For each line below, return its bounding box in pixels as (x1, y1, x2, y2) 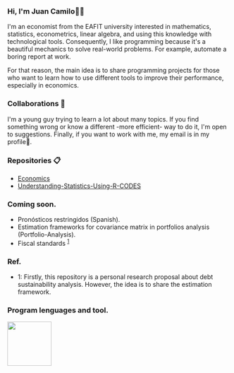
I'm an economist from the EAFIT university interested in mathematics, (7, 23, 211, 31)
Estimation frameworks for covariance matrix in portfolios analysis (17, 223, 210, 232)
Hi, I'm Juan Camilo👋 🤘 (7, 6, 85, 16)
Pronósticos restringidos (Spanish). (17, 215, 121, 224)
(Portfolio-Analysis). (17, 230, 76, 239)
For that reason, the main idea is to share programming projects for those (7, 66, 220, 75)
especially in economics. (7, 81, 80, 90)
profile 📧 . (7, 137, 32, 146)
